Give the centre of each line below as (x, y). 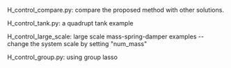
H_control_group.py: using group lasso (63, 57)
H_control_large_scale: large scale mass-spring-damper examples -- (105, 36)
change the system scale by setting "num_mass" (77, 44)
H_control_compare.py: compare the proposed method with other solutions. (116, 10)
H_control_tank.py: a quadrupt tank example (70, 23)
